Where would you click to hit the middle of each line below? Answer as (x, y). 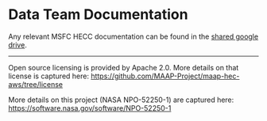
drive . (18, 44)
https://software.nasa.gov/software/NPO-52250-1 (90, 108)
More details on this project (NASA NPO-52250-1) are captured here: (121, 100)
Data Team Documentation (98, 15)
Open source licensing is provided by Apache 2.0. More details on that (124, 67)
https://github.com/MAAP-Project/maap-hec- (165, 76)
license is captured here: (49, 76)
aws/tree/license (36, 84)
